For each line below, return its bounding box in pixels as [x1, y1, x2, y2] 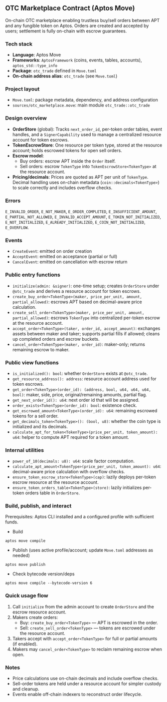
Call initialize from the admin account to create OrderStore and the [12, 603, 155, 609]
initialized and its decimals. [12, 423, 68, 429]
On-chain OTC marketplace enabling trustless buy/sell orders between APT [5, 17, 160, 23]
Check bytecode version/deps [12, 571, 75, 577]
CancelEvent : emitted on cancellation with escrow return [12, 259, 128, 265]
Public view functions [5, 359, 59, 366]
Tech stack [5, 40, 32, 47]
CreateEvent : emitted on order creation [12, 248, 92, 254]
